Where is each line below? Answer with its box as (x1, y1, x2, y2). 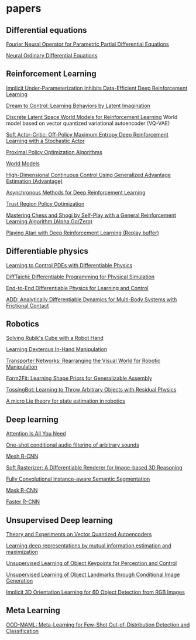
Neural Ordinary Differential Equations (6, 52, 98, 59)
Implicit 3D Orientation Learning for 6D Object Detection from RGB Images (6, 588, 185, 596)
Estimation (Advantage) (6, 178, 63, 185)
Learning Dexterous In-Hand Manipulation (6, 346, 107, 353)
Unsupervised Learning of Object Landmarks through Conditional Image (6, 571, 180, 578)
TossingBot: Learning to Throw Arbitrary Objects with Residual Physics (6, 386, 177, 393)
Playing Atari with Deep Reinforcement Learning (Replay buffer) (6, 229, 159, 236)
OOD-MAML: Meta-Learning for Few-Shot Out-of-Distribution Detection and (6, 621, 190, 628)
